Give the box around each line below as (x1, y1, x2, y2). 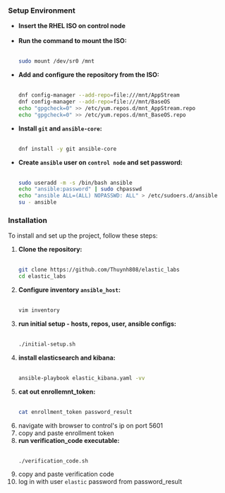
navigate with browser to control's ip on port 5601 (18, 421, 163, 430)
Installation (8, 215, 48, 225)
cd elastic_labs (18, 273, 66, 280)
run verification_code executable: (18, 436, 120, 444)
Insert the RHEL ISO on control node (18, 22, 126, 30)
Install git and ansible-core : (18, 124, 102, 133)
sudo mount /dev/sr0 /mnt (18, 58, 95, 65)
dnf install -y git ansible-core (18, 145, 117, 152)
